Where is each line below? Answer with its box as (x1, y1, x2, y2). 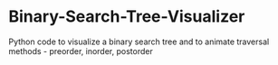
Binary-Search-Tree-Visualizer (8, 6, 245, 27)
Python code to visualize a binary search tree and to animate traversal (8, 36, 270, 47)
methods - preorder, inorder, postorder (8, 45, 153, 56)
